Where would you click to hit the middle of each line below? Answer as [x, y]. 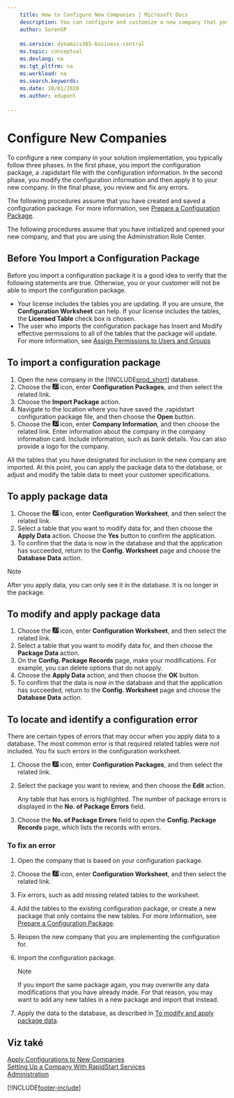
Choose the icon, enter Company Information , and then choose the [118, 424]
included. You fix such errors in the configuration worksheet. [94, 751]
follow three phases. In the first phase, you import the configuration [104, 165]
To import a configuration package [84, 363]
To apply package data [57, 496]
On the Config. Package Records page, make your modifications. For [117, 661]
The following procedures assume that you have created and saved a [107, 201]
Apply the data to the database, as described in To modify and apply [116, 1013]
